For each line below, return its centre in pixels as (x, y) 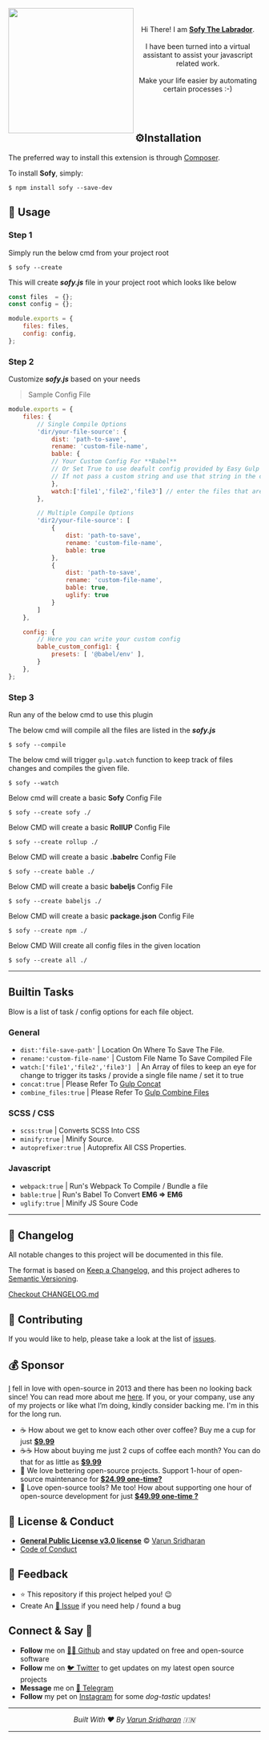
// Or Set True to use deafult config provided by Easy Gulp (155, 469)
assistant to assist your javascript (198, 55)
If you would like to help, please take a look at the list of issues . (112, 1339)
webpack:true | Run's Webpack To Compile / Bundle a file (114, 1185)
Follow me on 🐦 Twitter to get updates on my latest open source (127, 1668)
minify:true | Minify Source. (67, 1139)
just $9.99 (37, 1442)
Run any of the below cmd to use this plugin (81, 714)
